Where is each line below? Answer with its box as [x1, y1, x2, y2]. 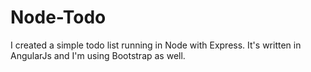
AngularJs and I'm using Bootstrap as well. [10, 49, 186, 61]
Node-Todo [10, 6, 107, 29]
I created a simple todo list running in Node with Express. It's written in [10, 39, 302, 51]
